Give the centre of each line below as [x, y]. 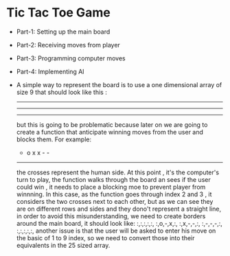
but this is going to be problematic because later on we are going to [112, 124]
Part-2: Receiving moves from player [68, 45]
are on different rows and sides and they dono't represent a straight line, [118, 209]
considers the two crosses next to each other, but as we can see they [115, 201]
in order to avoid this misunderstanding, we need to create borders [111, 216]
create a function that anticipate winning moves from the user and [110, 132]
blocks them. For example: [54, 139]
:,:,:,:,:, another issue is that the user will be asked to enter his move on [116, 231]
